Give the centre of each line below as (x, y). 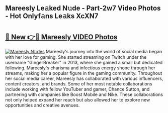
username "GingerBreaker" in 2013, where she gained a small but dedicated (84, 63)
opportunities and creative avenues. (43, 105)
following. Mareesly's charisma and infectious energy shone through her (80, 68)
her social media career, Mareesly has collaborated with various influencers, (84, 78)
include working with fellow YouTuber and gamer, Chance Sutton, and (77, 89)
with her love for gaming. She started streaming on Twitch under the (76, 57)
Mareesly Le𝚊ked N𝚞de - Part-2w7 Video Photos (83, 8)
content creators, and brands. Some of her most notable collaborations (79, 84)
